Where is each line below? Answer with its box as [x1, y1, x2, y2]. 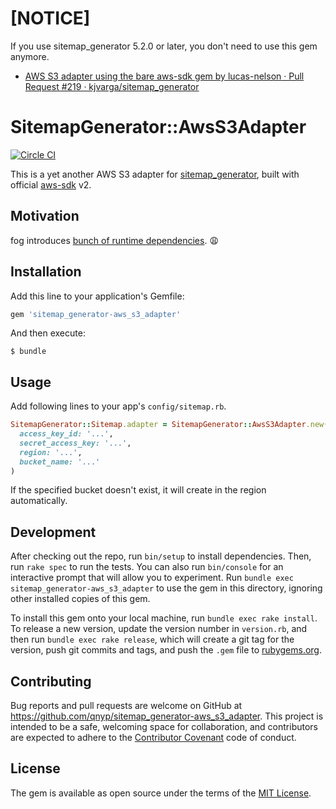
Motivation [10, 208, 80, 225]
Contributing [10, 673, 92, 690]
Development [10, 523, 97, 541]
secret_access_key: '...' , [19, 438, 132, 448]
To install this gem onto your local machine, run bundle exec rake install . [10, 612, 318, 624]
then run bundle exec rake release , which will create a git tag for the [10, 633, 295, 646]
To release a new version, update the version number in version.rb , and [10, 623, 308, 635]
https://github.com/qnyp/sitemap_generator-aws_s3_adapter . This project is [10, 710, 324, 722]
